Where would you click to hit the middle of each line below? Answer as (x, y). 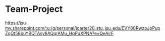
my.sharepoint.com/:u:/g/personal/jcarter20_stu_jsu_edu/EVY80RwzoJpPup (83, 28)
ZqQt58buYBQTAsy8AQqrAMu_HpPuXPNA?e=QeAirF (59, 33)
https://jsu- (17, 23)
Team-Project (34, 9)
